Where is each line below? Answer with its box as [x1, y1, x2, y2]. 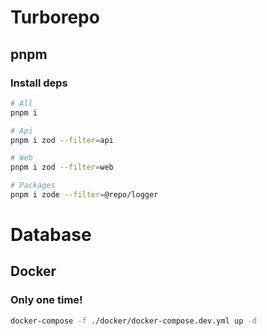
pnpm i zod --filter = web [10, 162, 114, 173]
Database [10, 224, 92, 246]
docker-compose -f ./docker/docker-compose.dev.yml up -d [10, 316, 257, 326]
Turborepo [10, 6, 100, 29]
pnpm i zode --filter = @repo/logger [10, 190, 159, 200]
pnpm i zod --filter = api [10, 135, 114, 145]
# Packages [10, 181, 56, 191]
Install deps [10, 76, 68, 90]
